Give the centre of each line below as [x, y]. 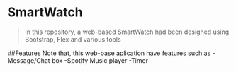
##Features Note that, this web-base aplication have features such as [109, 53]
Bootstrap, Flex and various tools [73, 39]
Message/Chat [29, 60]
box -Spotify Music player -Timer [100, 60]
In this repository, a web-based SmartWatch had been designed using [127, 32]
